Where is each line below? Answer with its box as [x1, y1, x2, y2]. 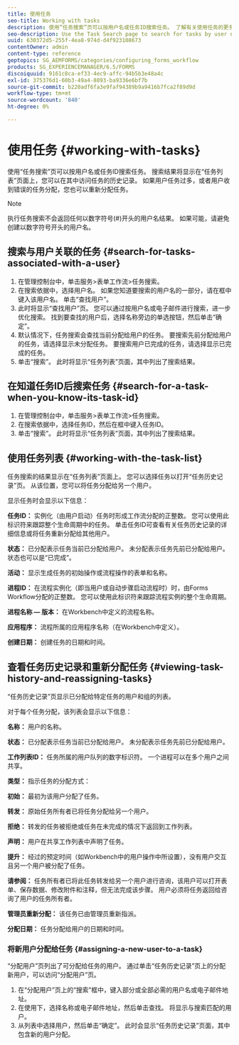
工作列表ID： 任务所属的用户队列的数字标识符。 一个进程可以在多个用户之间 [7, 753, 229, 761]
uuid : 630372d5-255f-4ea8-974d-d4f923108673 [7, 37, 142, 44]
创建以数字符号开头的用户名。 [7, 222, 95, 232]
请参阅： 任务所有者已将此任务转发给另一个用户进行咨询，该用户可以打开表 [7, 877, 228, 885]
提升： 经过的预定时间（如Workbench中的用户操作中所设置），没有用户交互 [7, 853, 227, 861]
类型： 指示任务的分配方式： [7, 777, 90, 786]
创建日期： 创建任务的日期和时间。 [7, 638, 109, 647]
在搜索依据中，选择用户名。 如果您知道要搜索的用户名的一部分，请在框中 [17, 286, 232, 294]
